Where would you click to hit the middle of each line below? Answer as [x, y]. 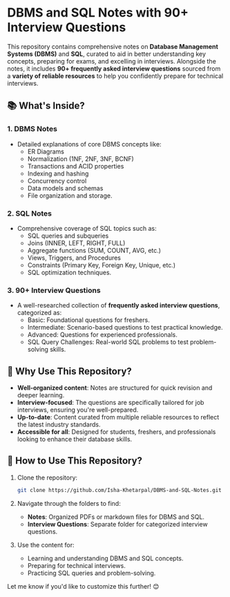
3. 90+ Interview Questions [54, 290]
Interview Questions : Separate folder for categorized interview [118, 524]
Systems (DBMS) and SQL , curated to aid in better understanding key [106, 54]
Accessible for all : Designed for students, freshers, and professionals [116, 432]
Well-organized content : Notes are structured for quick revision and [115, 388]
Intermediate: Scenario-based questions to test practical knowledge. [125, 328]
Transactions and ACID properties [76, 166]
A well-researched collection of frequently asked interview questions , [118, 305]
